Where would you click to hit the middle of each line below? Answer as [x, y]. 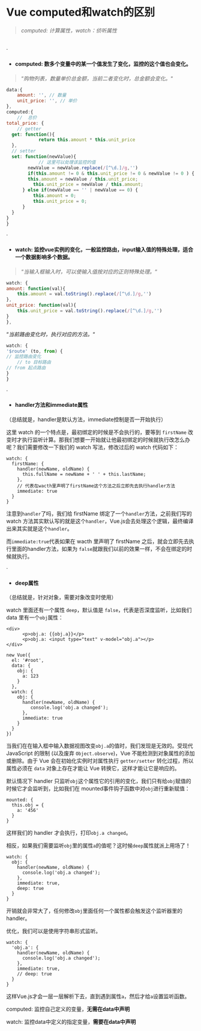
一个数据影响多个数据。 [44, 257]
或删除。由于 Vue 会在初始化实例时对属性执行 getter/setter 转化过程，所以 [100, 761]
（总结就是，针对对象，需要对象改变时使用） [61, 597]
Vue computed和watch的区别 [81, 12]
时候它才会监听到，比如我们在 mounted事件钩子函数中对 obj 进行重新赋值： [98, 789]
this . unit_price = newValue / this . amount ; [88, 185]
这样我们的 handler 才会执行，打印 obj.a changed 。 [69, 833]
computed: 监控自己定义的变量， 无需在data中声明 [68, 1009]
